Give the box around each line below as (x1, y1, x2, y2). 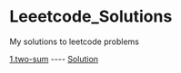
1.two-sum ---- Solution (9, 53, 98, 64)
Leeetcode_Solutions (9, 6, 173, 27)
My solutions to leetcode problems (9, 36, 139, 47)
